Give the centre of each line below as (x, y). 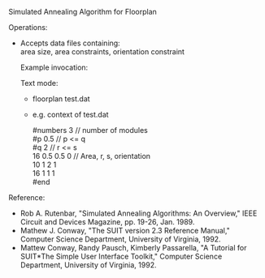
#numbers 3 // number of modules (90, 130)
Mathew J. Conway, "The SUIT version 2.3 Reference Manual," (125, 231)
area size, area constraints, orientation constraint (102, 51)
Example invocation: (54, 67)
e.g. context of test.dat (70, 114)
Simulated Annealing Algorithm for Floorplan (83, 12)
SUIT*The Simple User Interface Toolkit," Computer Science (121, 256)
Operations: (28, 27)
